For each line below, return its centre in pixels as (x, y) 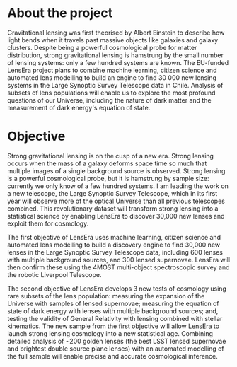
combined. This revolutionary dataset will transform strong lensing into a (113, 208)
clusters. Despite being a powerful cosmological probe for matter (102, 47)
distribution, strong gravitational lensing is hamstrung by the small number (116, 55)
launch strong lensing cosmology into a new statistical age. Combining (110, 333)
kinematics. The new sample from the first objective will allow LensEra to (114, 326)
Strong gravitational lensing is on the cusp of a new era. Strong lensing (111, 156)
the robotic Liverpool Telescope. (54, 274)
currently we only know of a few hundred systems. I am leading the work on (118, 186)
